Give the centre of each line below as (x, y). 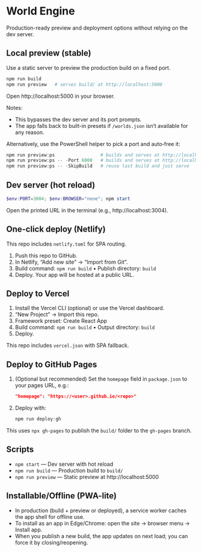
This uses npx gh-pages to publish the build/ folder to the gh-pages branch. (99, 430)
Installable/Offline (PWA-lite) (62, 496)
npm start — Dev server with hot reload (64, 464)
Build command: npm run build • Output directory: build (85, 328)
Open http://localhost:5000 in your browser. (61, 96)
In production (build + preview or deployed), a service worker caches (101, 510)
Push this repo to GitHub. (46, 255)
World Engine (41, 11)
